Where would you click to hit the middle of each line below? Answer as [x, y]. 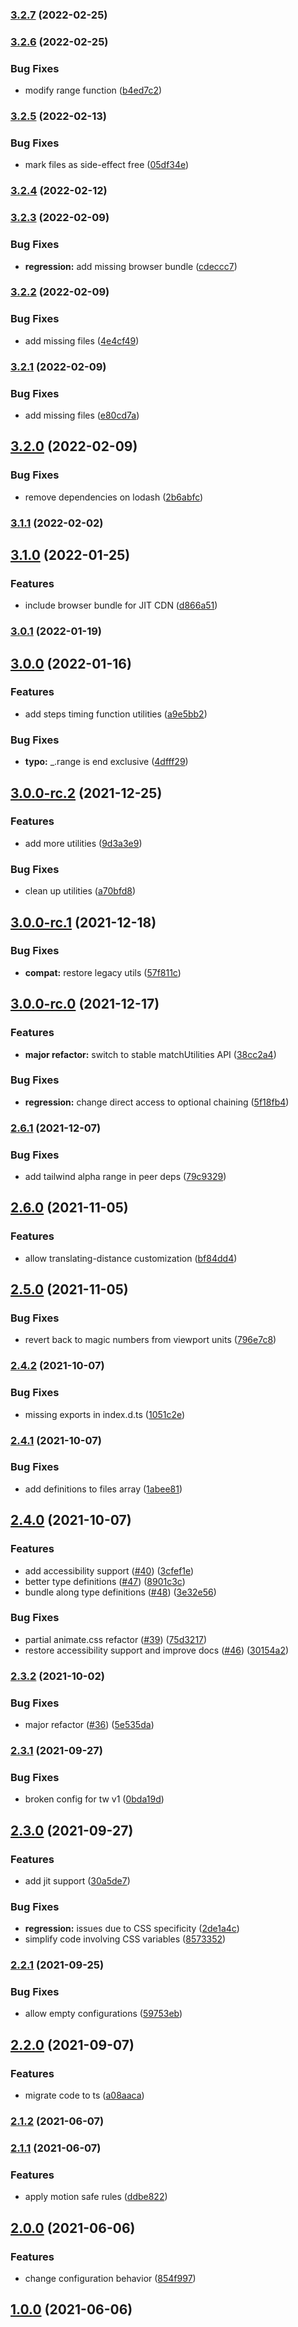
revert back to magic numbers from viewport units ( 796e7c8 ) [150, 1340]
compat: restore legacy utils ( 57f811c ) [103, 972]
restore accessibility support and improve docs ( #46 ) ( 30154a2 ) [157, 1650]
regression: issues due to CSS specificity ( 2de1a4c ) [132, 1929]
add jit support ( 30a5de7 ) [77, 1880]
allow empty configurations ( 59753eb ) [103, 2014]
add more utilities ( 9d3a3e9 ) [83, 843]
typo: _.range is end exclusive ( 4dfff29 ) [106, 762]
